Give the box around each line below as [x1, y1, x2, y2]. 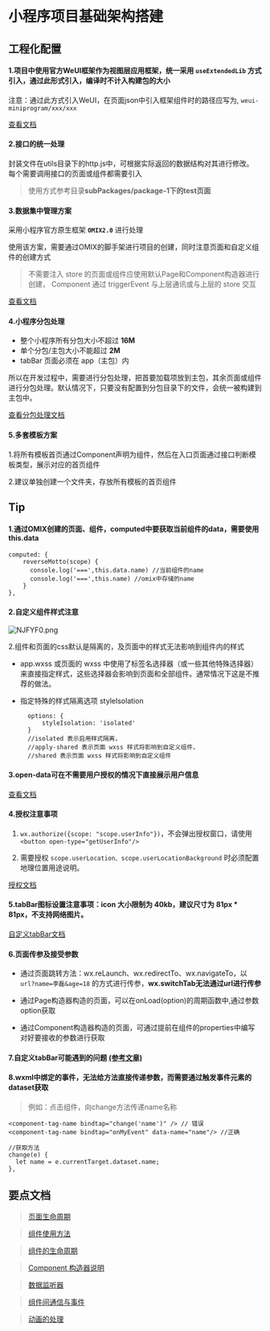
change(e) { [8, 1151, 48, 1159]
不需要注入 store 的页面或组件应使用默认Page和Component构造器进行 [27, 269, 260, 279]
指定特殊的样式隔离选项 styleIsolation [19, 696, 144, 706]
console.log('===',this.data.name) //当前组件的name [29, 566, 204, 575]
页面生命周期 [27, 1211, 71, 1221]
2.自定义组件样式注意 [8, 606, 79, 616]
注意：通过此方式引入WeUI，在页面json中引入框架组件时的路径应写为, [8, 95, 239, 105]
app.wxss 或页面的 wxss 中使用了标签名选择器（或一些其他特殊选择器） [19, 659, 259, 668]
